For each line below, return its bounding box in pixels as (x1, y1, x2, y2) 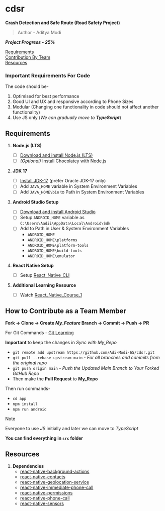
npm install (12, 401, 38, 407)
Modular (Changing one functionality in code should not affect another (12, 104, 159, 110)
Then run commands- (5, 385, 50, 392)
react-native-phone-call (20, 495, 70, 501)
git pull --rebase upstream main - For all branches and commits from (12, 355, 160, 361)
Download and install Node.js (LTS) (20, 152, 93, 158)
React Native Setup (12, 262, 54, 268)
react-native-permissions (20, 490, 73, 496)
